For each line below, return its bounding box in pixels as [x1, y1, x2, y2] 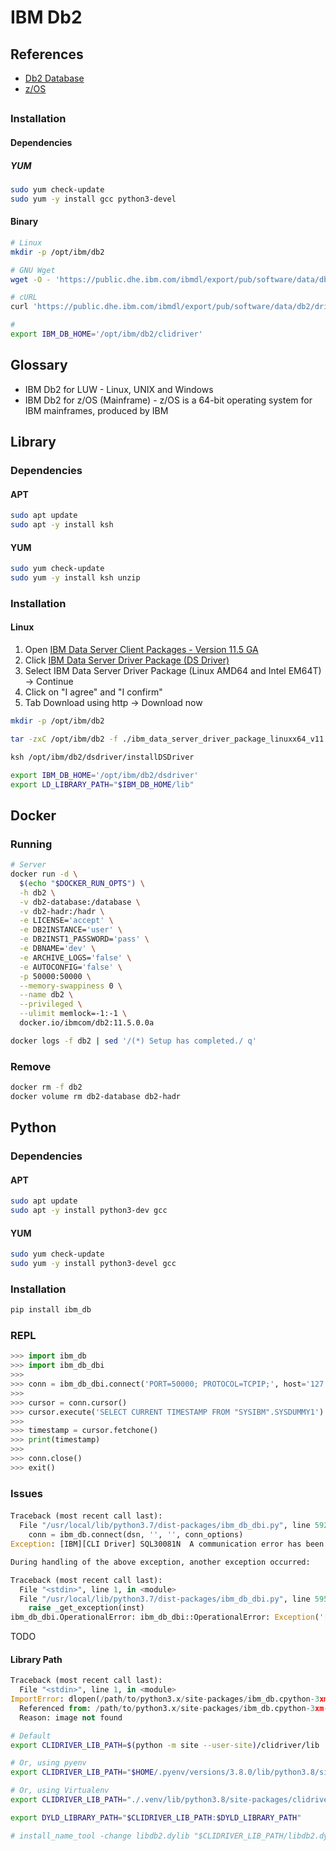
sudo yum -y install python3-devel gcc [10, 1259, 177, 1269]
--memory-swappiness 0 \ [19, 981, 123, 991]
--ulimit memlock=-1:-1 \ [19, 1009, 128, 1019]
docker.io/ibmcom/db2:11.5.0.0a [19, 1018, 155, 1028]
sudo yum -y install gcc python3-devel [10, 194, 177, 204]
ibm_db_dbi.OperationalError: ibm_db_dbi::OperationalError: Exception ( [10, 1612, 320, 1623]
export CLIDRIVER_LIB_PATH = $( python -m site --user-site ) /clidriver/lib [10, 1740, 320, 1750]
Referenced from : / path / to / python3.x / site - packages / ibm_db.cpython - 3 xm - [19, 1703, 329, 1713]
